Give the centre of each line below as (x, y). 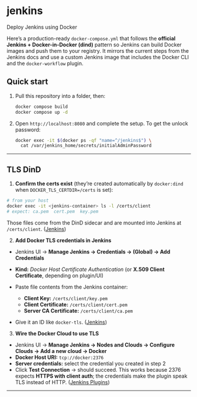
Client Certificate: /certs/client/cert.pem (76, 304)
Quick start (27, 82)
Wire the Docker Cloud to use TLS (57, 333)
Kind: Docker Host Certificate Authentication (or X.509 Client (90, 269)
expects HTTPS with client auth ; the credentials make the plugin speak (101, 376)
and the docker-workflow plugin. (45, 63)
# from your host (28, 201)
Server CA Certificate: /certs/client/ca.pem (78, 311)
